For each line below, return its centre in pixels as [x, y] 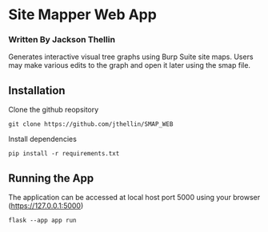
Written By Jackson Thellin [62, 40]
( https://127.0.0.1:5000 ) [46, 206]
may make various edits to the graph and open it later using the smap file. [129, 65]
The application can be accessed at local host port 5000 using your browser [134, 198]
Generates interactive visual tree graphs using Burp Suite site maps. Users [131, 57]
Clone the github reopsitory [54, 110]
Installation [37, 90]
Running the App [51, 178]
